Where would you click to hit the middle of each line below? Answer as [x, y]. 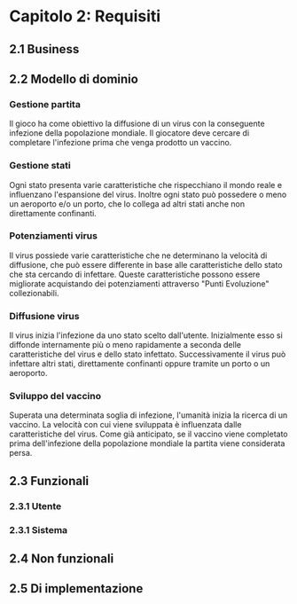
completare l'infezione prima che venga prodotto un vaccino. [121, 143]
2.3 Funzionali [49, 481]
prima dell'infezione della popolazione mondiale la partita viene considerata [147, 443]
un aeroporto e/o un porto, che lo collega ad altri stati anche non [127, 204]
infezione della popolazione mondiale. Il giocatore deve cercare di [129, 133]
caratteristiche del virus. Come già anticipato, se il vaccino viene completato [148, 434]
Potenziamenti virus [53, 236]
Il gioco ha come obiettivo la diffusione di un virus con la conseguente [137, 124]
